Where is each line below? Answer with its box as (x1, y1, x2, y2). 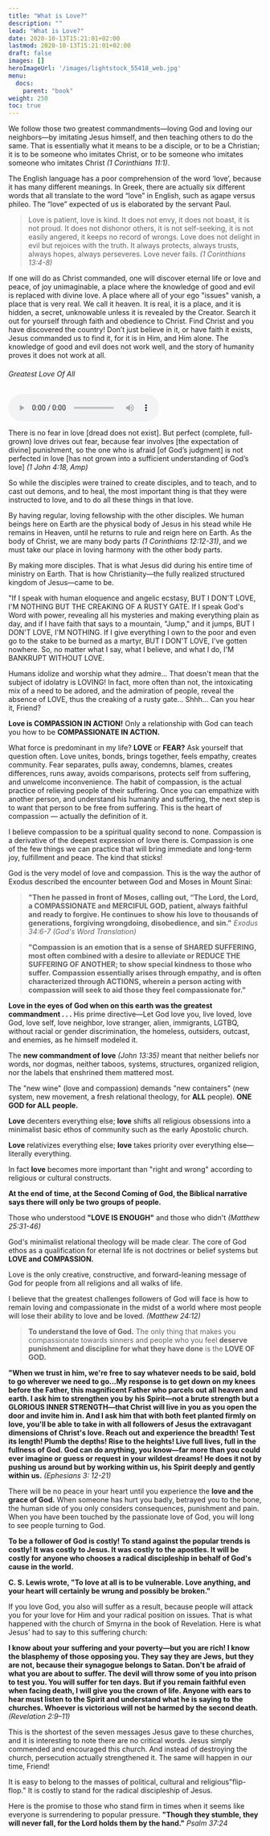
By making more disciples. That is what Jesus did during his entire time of (8, 561, 253, 571)
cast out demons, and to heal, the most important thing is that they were (8, 487, 247, 496)
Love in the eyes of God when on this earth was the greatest (8, 1001, 213, 1011)
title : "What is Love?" (8, 11, 88, 20)
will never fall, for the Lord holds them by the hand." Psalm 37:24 (8, 1818, 228, 1828)
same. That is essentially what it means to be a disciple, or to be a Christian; (8, 141, 260, 151)
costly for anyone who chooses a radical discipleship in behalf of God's (8, 1553, 252, 1564)
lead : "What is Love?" (8, 27, 84, 35)
